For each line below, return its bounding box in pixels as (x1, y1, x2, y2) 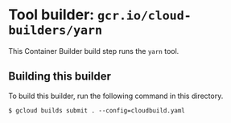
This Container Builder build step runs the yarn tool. (8, 46, 179, 55)
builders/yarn (8, 23, 103, 38)
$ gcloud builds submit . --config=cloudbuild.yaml (8, 106, 185, 114)
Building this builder (8, 70, 111, 84)
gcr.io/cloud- (97, 8, 192, 23)
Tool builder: (8, 6, 95, 24)
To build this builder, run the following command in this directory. (8, 91, 224, 100)
